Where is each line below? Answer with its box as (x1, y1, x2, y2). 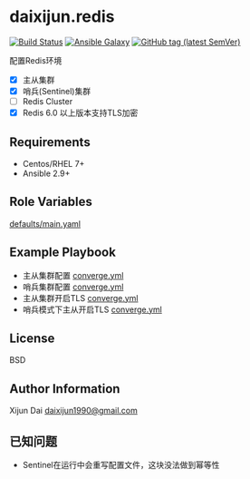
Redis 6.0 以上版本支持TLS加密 (22, 107, 139, 119)
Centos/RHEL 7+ (22, 159, 85, 169)
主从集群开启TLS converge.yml (22, 292, 139, 303)
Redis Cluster (22, 96, 73, 107)
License (9, 331, 55, 347)
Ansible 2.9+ (22, 168, 71, 179)
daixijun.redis (9, 6, 115, 27)
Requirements (9, 134, 91, 150)
